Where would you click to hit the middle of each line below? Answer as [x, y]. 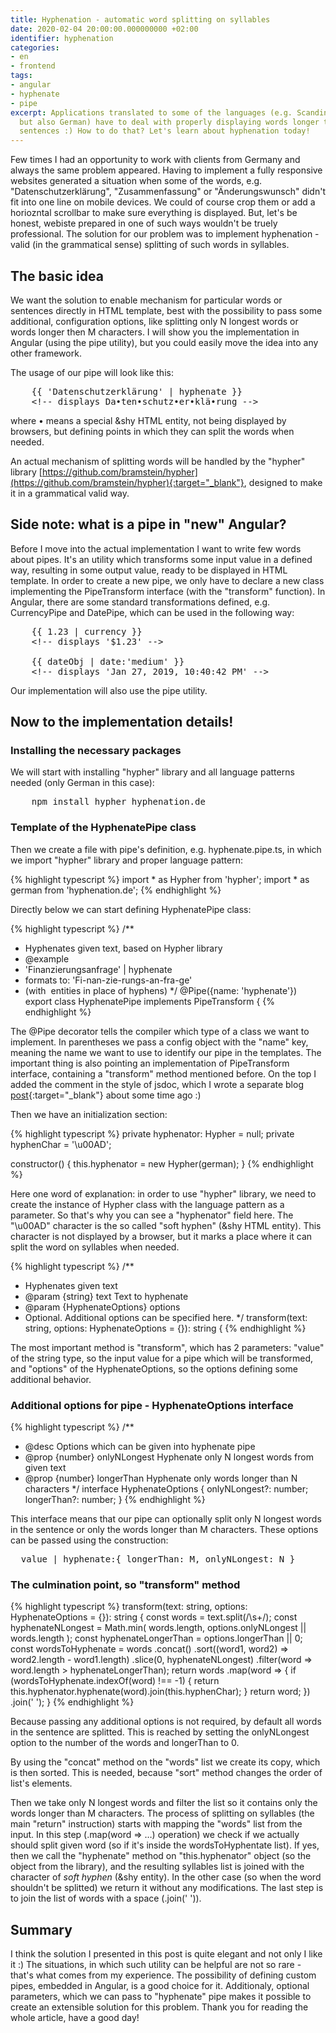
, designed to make [283, 482]
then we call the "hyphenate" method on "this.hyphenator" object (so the [161, 1856]
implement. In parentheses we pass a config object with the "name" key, [159, 1042]
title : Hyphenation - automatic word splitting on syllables [140, 19]
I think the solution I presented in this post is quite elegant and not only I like [166, 1954]
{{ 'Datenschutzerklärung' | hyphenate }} [137, 391]
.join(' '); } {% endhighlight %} [72, 1702]
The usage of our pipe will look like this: [92, 372]
